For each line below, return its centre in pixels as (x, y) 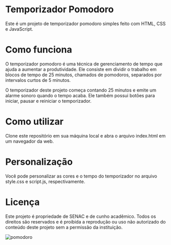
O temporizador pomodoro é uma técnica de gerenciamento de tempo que (84, 64)
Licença (23, 202)
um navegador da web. (30, 141)
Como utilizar (35, 122)
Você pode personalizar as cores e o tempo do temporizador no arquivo (81, 176)
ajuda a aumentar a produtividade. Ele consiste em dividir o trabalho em (81, 69)
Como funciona (39, 50)
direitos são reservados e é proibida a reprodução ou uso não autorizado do (85, 221)
